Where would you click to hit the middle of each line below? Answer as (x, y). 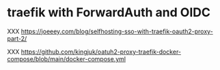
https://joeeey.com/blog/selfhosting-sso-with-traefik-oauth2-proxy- (117, 31)
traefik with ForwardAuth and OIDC (109, 13)
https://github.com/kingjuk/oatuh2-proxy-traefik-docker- (101, 52)
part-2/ (17, 38)
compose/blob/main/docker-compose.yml (67, 58)
